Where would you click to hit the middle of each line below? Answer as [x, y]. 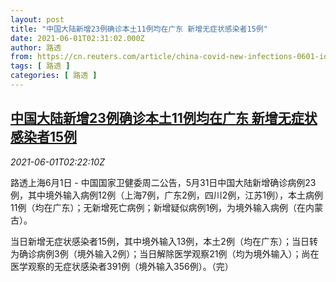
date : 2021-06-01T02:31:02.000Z [77, 38]
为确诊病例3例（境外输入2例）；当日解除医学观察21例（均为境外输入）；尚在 [165, 253]
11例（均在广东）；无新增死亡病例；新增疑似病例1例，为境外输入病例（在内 [162, 207]
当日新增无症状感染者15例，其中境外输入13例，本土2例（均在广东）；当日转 [164, 241]
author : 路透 [36, 47]
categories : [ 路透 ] [54, 76]
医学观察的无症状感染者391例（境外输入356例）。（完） [122, 266]
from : [21, 57]
